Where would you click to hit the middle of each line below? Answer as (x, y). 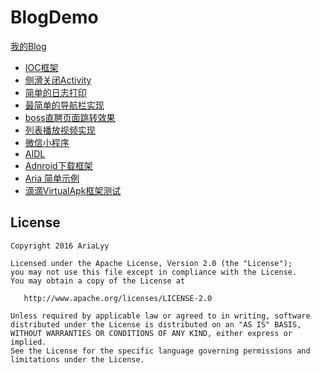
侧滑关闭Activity (58, 80)
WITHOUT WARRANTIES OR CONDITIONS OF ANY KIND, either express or (151, 333)
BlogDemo (54, 17)
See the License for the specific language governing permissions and (160, 351)
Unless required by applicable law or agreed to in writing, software (160, 316)
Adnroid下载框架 (58, 165)
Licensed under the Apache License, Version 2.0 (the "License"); (151, 263)
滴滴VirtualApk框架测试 (73, 190)
